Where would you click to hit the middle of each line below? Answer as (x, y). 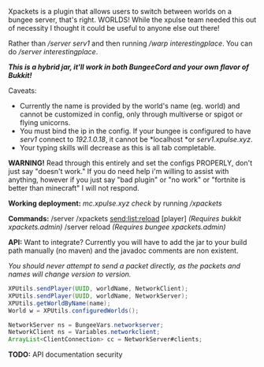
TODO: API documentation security (65, 354)
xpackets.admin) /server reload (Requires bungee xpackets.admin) (117, 227)
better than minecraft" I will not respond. (74, 188)
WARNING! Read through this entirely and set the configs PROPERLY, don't (130, 163)
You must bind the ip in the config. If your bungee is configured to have (135, 131)
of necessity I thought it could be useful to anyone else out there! (114, 28)
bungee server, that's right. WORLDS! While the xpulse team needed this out (132, 20)
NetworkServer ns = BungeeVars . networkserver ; (86, 325)
